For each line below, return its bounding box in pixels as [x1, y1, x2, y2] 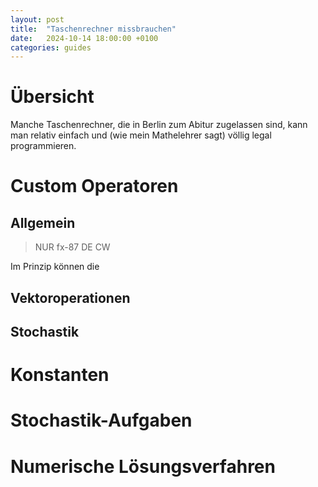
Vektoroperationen [10, 289, 131, 306]
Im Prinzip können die [10, 261, 100, 273]
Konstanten [10, 364, 110, 386]
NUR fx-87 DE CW [34, 241, 111, 253]
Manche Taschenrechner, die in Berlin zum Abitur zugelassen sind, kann [10, 119, 308, 131]
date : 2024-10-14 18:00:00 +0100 [10, 33, 159, 43]
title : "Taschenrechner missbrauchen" [10, 24, 177, 34]
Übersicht [10, 86, 95, 108]
